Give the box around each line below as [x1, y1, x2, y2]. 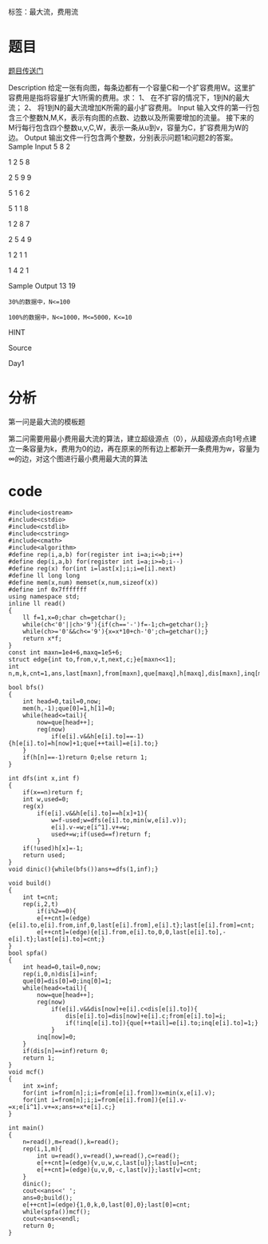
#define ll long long [8, 571, 81, 579]
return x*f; [22, 634, 62, 642]
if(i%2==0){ [37, 907, 77, 915]
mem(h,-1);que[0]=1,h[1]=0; [22, 704, 116, 713]
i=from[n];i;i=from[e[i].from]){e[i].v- [50, 1095, 187, 1104]
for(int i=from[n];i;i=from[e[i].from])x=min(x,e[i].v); [22, 1089, 216, 1097]
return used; [22, 851, 66, 859]
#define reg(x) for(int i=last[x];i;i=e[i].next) [8, 564, 177, 573]
